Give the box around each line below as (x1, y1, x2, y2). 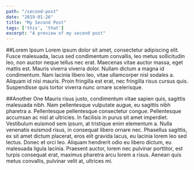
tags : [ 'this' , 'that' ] (6, 25, 64, 31)
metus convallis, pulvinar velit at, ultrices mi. (6, 158, 113, 165)
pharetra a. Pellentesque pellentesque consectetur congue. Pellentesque (6, 108, 182, 115)
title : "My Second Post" (6, 19, 67, 25)
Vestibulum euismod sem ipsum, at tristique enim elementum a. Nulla (6, 120, 172, 127)
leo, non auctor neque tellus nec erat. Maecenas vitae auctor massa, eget (6, 59, 183, 66)
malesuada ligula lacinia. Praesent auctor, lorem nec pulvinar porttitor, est (6, 145, 183, 152)
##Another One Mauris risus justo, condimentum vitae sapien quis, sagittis (6, 95, 186, 103)
